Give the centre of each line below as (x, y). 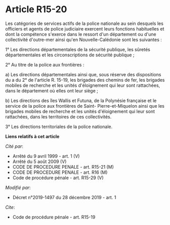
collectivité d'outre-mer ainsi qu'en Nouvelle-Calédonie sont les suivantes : (83, 40)
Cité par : (14, 146)
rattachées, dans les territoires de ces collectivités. (58, 117)
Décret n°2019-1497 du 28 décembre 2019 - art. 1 (64, 197)
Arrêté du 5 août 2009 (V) (39, 162)
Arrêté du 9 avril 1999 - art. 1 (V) (46, 156)
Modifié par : (18, 187)
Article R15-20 (36, 9)
